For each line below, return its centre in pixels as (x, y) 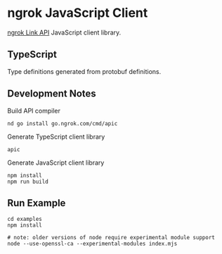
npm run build (28, 182)
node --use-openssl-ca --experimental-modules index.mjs (92, 244)
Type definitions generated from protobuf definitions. (84, 71)
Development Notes (52, 94)
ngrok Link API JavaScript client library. (64, 32)
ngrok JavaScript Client (78, 13)
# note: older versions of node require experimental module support (111, 238)
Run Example (37, 203)
